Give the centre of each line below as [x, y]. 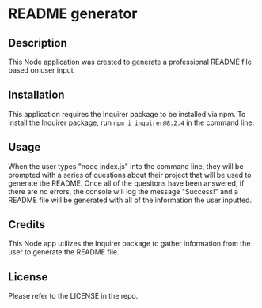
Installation [36, 95]
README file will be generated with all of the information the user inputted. [130, 200]
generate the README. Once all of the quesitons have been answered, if [126, 183]
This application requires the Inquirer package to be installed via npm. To [127, 114]
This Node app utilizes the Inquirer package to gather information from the [129, 244]
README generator [73, 14]
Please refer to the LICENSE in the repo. [73, 296]
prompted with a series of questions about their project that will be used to [130, 175]
